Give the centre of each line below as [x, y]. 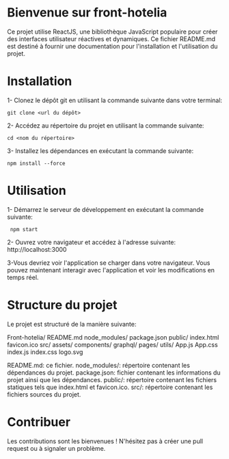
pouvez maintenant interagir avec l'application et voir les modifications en [111, 270]
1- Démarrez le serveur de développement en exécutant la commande [105, 209]
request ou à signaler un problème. [56, 448]
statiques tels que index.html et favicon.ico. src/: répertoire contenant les [110, 387]
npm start [24, 229]
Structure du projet [62, 305]
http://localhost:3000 [37, 249]
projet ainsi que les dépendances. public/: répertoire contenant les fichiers [112, 379]
